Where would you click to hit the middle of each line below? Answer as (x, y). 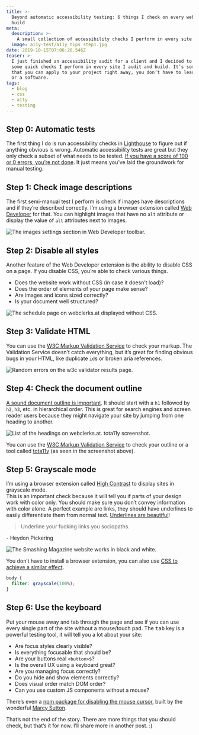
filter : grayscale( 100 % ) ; (44, 584)
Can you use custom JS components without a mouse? (82, 690)
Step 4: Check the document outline (74, 389)
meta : (13, 28)
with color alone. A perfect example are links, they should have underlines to (99, 509)
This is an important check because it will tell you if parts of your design (94, 496)
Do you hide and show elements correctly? (67, 677)
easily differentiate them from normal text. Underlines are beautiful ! (88, 515)
